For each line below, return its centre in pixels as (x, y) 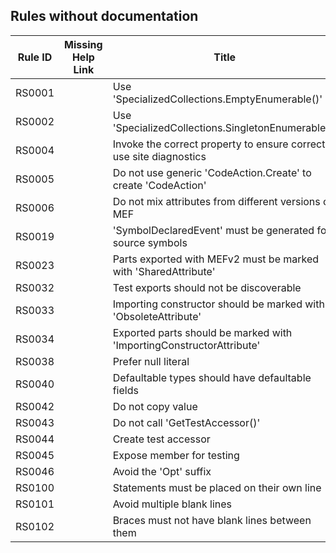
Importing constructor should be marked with (218, 304)
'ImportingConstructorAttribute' (186, 345)
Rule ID (35, 57)
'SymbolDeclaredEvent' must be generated (213, 230)
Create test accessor (161, 439)
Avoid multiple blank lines (172, 504)
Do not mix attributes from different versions (216, 201)
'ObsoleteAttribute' (157, 316)
